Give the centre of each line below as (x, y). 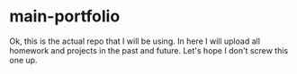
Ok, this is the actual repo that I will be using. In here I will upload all (135, 41)
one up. (23, 60)
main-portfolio (65, 16)
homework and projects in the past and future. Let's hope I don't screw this (149, 50)
